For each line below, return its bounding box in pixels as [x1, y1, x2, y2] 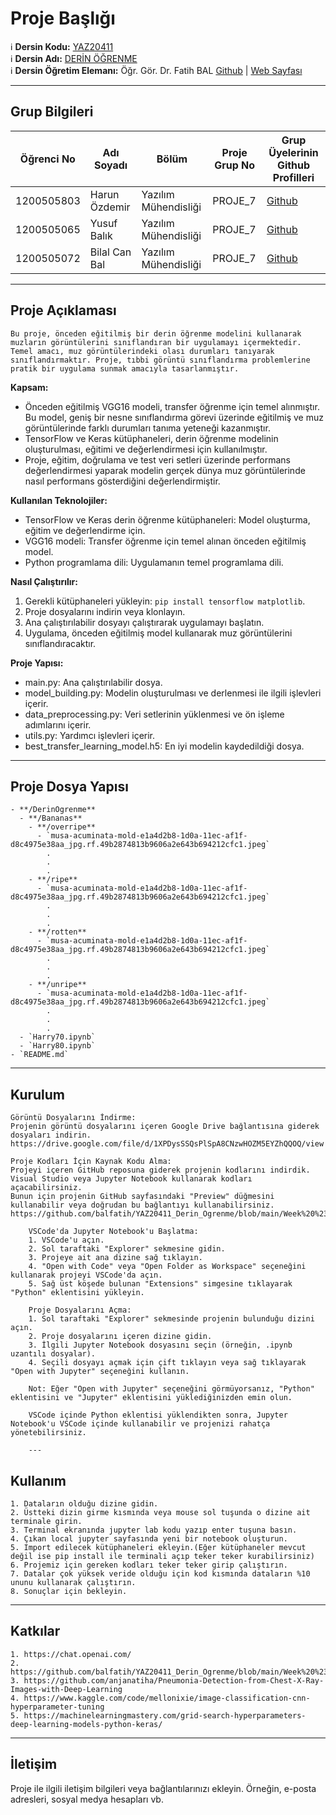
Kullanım [10, 1472, 67, 1489]
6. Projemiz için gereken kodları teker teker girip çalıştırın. [10, 1560, 288, 1570]
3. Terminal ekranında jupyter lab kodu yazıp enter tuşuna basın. [10, 1525, 298, 1535]
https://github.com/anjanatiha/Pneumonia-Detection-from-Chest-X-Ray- [23, 1675, 325, 1686]
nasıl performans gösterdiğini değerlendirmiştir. [24, 475, 221, 487]
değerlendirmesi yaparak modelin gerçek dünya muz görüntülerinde [24, 464, 306, 476]
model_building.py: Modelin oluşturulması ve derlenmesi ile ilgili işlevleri [24, 687, 322, 699]
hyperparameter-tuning [10, 1702, 105, 1712]
